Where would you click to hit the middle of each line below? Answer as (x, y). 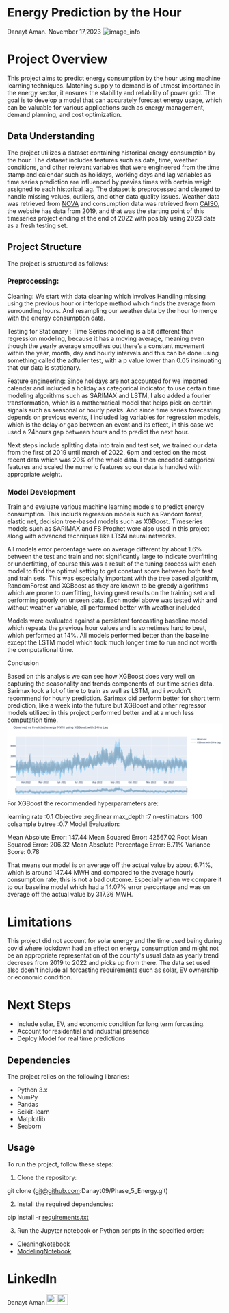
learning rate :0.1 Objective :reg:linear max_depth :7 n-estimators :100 (105, 817)
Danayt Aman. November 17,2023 (54, 32)
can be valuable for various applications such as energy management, (106, 107)
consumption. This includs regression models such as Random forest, (105, 514)
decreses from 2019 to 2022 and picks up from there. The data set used (109, 963)
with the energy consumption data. (56, 318)
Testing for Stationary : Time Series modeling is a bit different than (100, 331)
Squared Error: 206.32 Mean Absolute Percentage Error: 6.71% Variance (109, 845)
